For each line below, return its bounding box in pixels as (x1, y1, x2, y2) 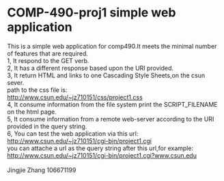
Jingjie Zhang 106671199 (7, 166, 76, 174)
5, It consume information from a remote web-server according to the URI (7, 114, 214, 123)
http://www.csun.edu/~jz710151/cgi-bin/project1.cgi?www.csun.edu (7, 151, 197, 159)
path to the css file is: (7, 86, 68, 94)
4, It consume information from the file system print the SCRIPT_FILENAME (7, 100, 218, 108)
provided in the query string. (7, 122, 87, 130)
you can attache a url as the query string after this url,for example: (7, 144, 193, 152)
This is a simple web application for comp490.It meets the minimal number (7, 42, 217, 50)
